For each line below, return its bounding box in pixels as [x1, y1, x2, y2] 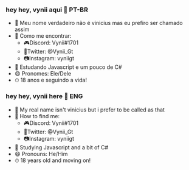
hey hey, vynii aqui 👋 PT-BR [5, 5, 89, 14]
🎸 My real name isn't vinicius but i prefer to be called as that [14, 106, 165, 113]
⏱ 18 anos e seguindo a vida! [14, 76, 88, 84]
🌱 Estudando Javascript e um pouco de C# [14, 63, 122, 71]
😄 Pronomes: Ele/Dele [14, 70, 71, 77]
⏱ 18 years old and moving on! [14, 157, 91, 164]
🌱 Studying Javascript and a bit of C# [14, 143, 109, 151]
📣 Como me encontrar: [14, 32, 72, 40]
